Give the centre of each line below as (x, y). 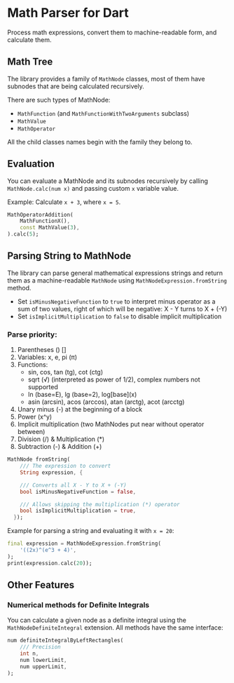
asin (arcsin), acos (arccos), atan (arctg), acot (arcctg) (106, 402)
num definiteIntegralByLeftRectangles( (66, 641)
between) (31, 432)
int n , (29, 654)
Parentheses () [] (42, 350)
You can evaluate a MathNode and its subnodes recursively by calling (108, 181)
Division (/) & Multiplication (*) (61, 439)
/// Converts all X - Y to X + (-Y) (74, 485)
